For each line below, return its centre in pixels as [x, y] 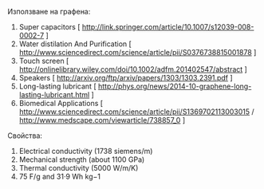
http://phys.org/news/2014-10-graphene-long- [175, 86]
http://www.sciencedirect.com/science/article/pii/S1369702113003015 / [136, 112]
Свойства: [25, 136]
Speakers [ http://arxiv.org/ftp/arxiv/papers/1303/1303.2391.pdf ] [126, 78]
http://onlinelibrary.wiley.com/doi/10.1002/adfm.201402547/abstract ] [133, 69]
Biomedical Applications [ [61, 103]
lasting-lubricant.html [54, 94]
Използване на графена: [49, 12]
